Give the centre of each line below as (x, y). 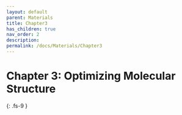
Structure (31, 89)
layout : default (27, 12)
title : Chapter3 (27, 23)
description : (23, 40)
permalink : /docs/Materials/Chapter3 (54, 46)
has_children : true (31, 29)
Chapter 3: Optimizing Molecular (91, 76)
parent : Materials (30, 18)
